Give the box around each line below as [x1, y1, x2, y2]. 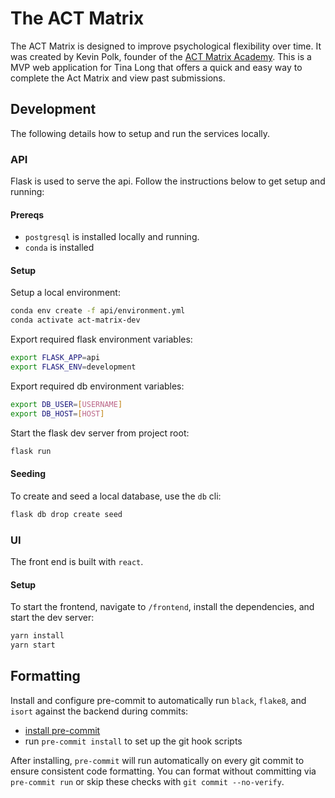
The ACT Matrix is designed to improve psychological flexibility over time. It [10, 40, 322, 52]
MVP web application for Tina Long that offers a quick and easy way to [10, 61, 303, 73]
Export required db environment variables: [10, 380, 185, 392]
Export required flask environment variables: [10, 333, 193, 346]
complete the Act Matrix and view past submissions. [10, 72, 226, 84]
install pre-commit [24, 724, 101, 736]
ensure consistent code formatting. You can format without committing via [10, 765, 317, 777]
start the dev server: [10, 612, 95, 624]
